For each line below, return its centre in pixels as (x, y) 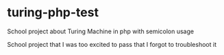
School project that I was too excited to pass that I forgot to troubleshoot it (112, 44)
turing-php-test (53, 13)
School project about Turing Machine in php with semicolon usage (100, 31)
